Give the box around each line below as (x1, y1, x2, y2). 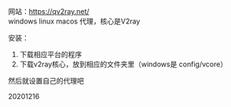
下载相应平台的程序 (19, 50, 82, 59)
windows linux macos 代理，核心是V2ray (8, 16, 141, 26)
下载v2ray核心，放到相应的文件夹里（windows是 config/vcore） (19, 59, 228, 69)
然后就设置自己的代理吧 (8, 77, 84, 85)
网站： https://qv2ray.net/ (8, 7, 90, 16)
